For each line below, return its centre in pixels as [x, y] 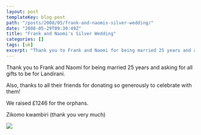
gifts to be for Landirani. [36, 73]
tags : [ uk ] [20, 45]
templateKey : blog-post [36, 17]
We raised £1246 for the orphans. [47, 103]
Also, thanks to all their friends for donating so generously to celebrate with [99, 85]
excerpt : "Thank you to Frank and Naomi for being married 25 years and [99, 51]
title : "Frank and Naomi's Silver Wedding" [61, 34]
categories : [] [25, 39]
